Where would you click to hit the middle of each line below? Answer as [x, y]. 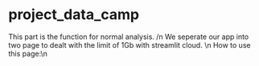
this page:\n [28, 53]
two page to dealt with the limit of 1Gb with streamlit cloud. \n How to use [129, 45]
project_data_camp [74, 15]
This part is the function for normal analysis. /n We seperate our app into [129, 37]
